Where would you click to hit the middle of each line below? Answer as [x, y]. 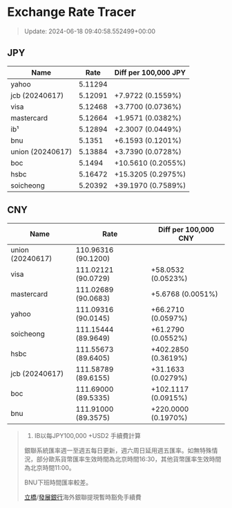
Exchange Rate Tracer [72, 12]
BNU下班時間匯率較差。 [58, 482]
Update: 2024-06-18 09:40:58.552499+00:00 [90, 31]
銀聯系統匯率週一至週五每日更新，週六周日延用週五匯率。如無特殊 [118, 450]
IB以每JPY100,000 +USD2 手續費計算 [88, 435]
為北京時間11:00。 [49, 467]
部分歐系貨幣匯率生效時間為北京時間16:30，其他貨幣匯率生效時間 [129, 459]
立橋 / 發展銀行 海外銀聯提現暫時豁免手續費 [83, 497]
